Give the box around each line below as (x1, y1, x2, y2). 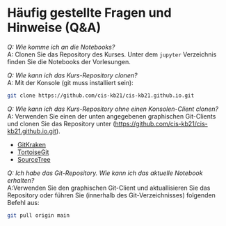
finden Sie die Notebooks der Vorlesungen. (7, 57, 131, 66)
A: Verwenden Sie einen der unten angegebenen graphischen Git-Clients (7, 112, 216, 120)
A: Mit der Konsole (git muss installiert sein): (7, 78, 134, 86)
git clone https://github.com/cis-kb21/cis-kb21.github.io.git (7, 92, 195, 99)
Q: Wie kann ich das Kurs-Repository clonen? (7, 71, 138, 80)
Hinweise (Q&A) (7, 20, 102, 36)
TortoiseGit (17, 148, 49, 156)
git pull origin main (7, 211, 70, 219)
